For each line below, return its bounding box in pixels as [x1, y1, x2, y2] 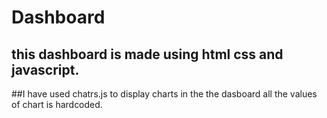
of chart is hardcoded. [11, 99, 103, 110]
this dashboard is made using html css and [11, 46, 284, 63]
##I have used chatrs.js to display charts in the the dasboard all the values [11, 88, 318, 100]
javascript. [11, 61, 80, 78]
